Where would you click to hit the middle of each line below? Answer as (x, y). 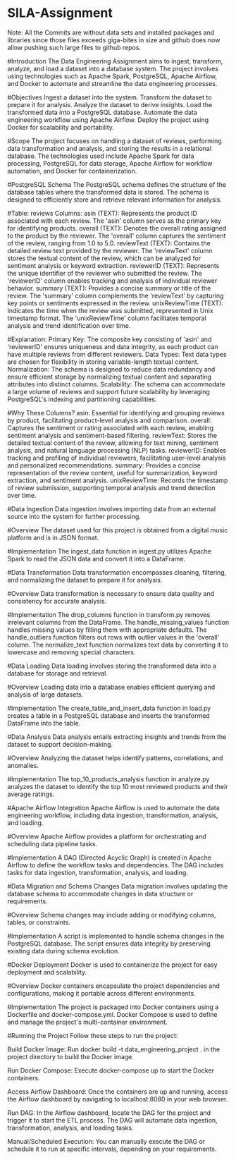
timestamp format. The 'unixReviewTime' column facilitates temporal (107, 318)
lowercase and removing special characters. (72, 652)
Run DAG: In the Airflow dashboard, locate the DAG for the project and (109, 1113)
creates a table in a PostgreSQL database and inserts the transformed (108, 715)
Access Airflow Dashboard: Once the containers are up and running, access (118, 1092)
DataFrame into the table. (44, 723)
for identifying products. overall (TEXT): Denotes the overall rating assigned (117, 228)
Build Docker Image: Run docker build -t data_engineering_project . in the (114, 1049)
